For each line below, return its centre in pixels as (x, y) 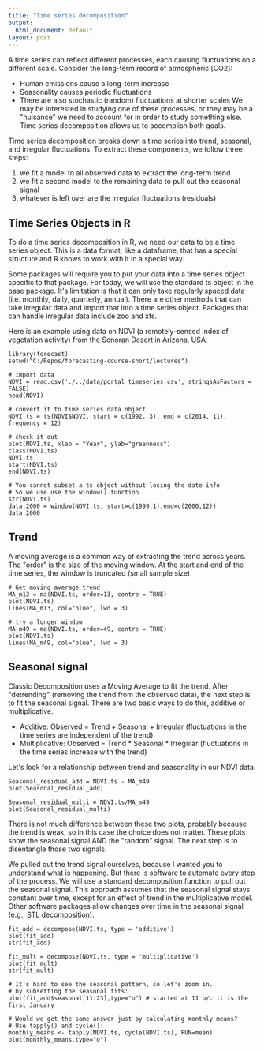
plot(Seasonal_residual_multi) (59, 809)
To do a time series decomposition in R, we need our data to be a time (122, 242)
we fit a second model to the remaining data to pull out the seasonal (130, 182)
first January (32, 1005)
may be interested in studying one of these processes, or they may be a (136, 109)
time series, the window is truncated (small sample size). (100, 572)
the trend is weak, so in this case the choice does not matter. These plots (127, 832)
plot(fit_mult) (33, 963)
